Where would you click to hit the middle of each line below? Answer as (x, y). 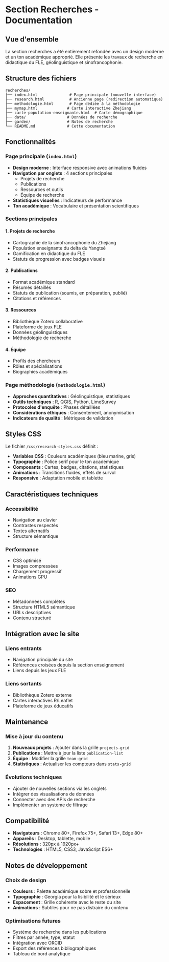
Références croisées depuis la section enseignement (68, 665)
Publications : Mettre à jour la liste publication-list (68, 753)
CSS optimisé (27, 561)
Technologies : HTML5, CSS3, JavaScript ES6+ (63, 849)
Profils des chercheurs (37, 361)
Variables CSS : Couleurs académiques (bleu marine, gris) (74, 456)
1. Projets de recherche (30, 231)
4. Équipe (16, 349)
